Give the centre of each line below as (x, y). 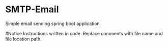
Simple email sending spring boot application (53, 24)
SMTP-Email (32, 9)
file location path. (23, 39)
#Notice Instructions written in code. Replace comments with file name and (84, 33)
